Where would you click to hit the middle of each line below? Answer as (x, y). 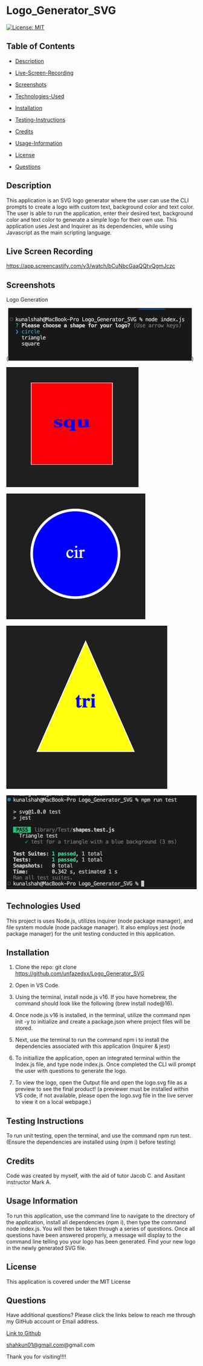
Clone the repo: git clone (46, 967)
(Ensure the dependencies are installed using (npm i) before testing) (91, 1142)
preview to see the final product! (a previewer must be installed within (102, 1089)
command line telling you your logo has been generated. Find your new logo (101, 1241)
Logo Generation (27, 300)
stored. (24, 1028)
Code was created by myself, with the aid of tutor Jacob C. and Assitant (96, 1175)
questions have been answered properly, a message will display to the (94, 1235)
